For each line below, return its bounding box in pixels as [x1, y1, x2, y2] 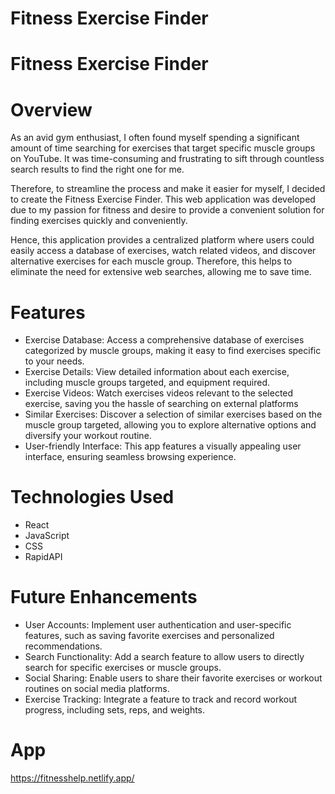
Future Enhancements [10, 586, 198, 609]
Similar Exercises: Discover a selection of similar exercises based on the [24, 408, 323, 421]
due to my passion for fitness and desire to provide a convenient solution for [10, 204, 325, 216]
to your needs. [24, 355, 85, 367]
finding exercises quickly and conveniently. [10, 215, 188, 227]
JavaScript [24, 530, 70, 542]
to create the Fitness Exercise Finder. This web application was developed [10, 193, 316, 206]
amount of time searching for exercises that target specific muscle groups [10, 142, 316, 154]
